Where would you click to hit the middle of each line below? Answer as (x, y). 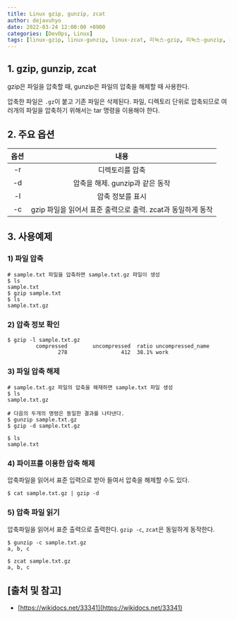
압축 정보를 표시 (122, 196)
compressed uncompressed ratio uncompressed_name (123, 346)
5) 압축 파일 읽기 (34, 513)
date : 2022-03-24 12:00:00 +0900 (56, 27)
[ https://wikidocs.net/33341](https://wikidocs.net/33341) (100, 608)
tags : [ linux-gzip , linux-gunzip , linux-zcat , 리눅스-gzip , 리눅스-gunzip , (117, 40)
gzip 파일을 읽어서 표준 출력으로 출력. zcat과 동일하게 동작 (122, 209)
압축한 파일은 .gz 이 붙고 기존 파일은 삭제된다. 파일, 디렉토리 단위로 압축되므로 (114, 101)
